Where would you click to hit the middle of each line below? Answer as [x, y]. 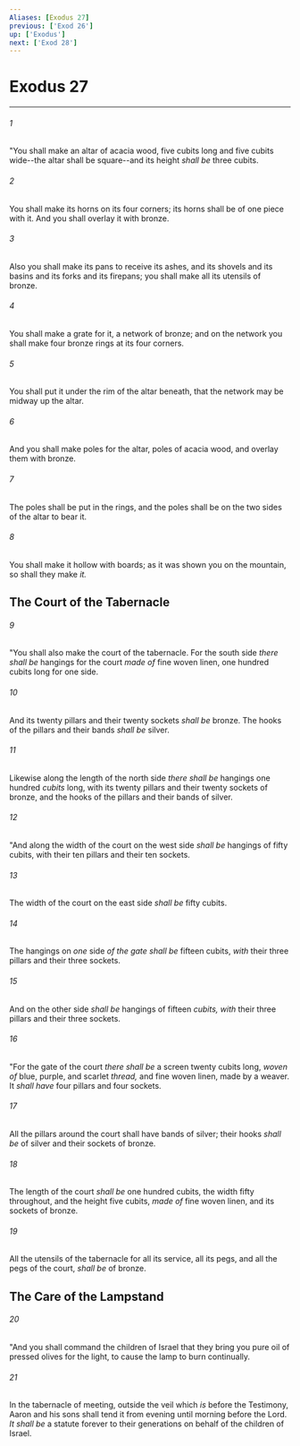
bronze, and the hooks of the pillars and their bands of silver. [121, 797]
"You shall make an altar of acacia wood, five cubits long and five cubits [142, 151]
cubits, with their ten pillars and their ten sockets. [100, 855]
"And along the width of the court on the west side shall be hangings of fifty [149, 845]
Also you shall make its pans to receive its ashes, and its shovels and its [141, 266]
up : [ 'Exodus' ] [37, 34]
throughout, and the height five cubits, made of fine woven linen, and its [142, 1202]
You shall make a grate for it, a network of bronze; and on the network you [146, 334]
